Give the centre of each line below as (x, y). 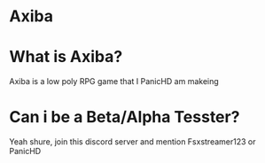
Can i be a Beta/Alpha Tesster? (125, 117)
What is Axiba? (66, 57)
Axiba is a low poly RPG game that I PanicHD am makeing (114, 81)
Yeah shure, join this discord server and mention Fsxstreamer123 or (132, 142)
